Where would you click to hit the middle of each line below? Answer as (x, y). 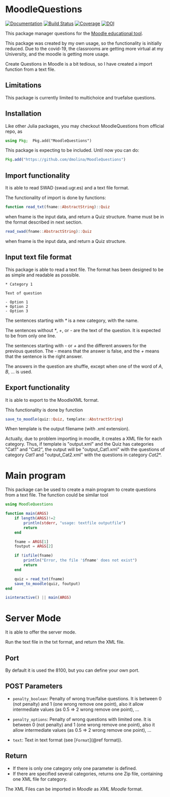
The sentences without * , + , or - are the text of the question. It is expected (83, 330)
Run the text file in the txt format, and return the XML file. (65, 642)
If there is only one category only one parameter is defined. (75, 768)
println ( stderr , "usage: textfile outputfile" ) (75, 523)
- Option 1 (17, 302)
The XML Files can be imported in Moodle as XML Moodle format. (74, 789)
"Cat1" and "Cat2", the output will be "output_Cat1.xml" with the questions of (85, 450)
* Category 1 (19, 284)
